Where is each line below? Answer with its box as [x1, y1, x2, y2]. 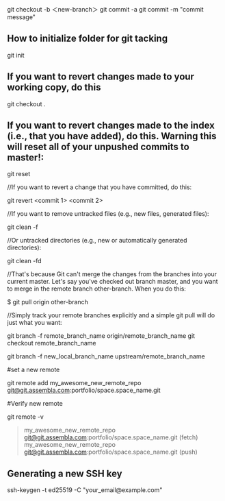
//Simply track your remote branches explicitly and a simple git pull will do [7, 311, 215, 319]
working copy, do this [7, 82, 101, 93]
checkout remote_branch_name [7, 339, 96, 347]
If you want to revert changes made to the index [7, 120, 215, 132]
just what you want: [7, 319, 63, 327]
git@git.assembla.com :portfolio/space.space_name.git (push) [23, 448, 198, 456]
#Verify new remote [7, 400, 63, 408]
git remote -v [7, 413, 44, 421]
